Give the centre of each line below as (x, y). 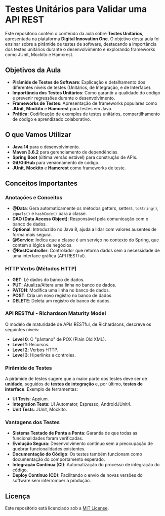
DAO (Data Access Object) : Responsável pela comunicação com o (80, 219)
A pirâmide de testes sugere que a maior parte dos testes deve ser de (76, 379)
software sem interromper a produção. (52, 481)
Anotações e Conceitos (34, 197)
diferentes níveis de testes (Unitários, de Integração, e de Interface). (82, 87)
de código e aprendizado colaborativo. (52, 119)
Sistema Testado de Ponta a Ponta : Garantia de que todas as (75, 433)
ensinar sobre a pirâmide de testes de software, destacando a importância (81, 44)
